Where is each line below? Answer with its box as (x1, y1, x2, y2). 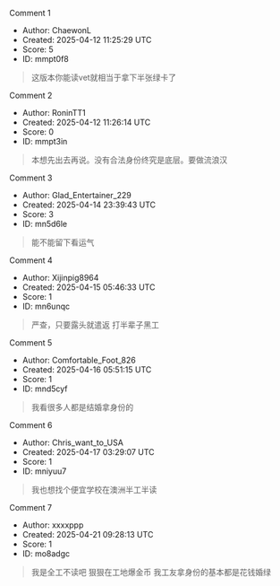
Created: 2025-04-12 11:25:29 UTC (21, 35, 152, 45)
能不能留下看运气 (30, 237, 95, 248)
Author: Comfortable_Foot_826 (21, 354, 136, 365)
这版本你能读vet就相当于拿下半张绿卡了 (30, 72, 177, 83)
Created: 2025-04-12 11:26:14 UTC (21, 117, 151, 127)
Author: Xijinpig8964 (21, 273, 99, 283)
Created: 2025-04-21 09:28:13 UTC (21, 529, 154, 539)
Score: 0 (21, 127, 55, 137)
